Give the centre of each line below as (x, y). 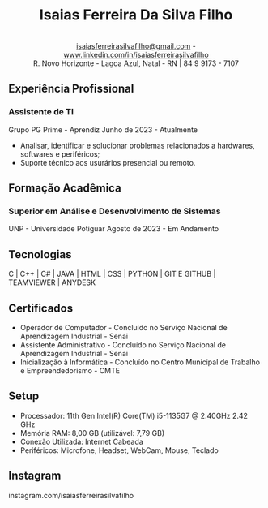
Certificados (41, 308)
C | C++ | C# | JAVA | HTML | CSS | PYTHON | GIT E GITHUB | (112, 274)
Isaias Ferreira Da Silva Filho (136, 15)
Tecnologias (40, 254)
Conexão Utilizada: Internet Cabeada (81, 441)
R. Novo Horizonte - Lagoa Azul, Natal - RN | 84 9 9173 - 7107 (136, 63)
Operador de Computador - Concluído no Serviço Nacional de (124, 327)
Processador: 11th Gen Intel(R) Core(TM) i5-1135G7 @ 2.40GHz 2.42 (134, 415)
